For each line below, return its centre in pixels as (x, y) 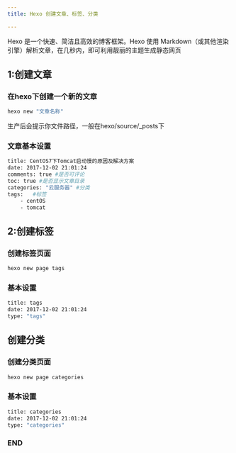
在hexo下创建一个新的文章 (52, 96)
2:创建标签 (31, 231)
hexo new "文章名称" (35, 112)
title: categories (34, 412)
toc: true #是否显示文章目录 (46, 181)
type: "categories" (36, 425)
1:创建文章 (30, 75)
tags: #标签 (27, 194)
